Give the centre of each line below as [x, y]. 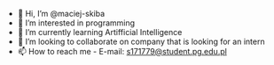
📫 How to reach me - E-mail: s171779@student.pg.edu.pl [122, 51]
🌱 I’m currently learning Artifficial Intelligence [100, 32]
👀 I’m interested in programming [76, 23]
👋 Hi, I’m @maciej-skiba [61, 14]
